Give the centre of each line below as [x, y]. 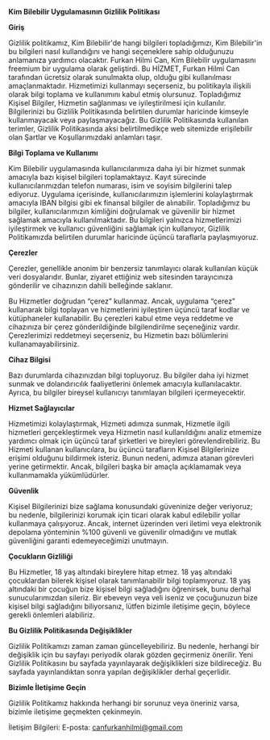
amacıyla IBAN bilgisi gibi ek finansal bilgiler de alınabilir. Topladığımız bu [129, 203]
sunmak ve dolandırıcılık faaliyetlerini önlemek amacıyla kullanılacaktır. [125, 384]
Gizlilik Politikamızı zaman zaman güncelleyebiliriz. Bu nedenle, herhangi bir [134, 646]
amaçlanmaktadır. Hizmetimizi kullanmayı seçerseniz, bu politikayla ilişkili [130, 86]
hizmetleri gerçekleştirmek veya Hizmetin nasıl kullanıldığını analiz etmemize [135, 432]
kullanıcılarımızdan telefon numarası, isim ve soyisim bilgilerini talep [120, 186]
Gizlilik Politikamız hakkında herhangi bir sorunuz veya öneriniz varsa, [124, 703]
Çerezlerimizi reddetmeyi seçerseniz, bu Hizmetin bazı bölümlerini [118, 335]
